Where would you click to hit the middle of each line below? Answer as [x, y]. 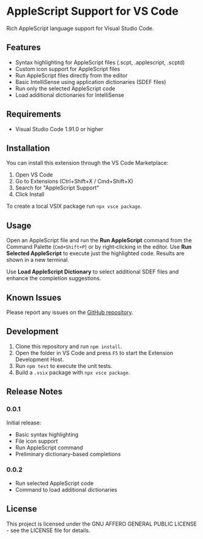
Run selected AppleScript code [54, 483]
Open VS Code [34, 175]
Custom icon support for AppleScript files [68, 69]
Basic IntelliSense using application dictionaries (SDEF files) [90, 82]
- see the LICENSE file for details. [48, 530]
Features [24, 48]
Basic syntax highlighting [47, 434]
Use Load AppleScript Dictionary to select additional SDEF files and [93, 272]
